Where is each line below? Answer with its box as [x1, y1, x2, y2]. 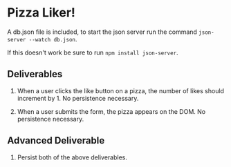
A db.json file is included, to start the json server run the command [7, 28, 197, 36]
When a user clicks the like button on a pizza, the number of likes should [17, 86, 225, 95]
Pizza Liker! [7, 5, 76, 21]
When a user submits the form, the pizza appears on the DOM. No [17, 107, 206, 115]
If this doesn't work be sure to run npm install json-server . [7, 48, 178, 57]
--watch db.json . [28, 35, 77, 43]
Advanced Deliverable [7, 135, 105, 146]
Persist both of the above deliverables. [17, 153, 128, 161]
